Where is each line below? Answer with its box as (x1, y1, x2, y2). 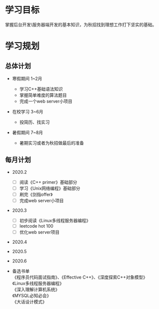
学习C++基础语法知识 (19, 86, 63, 92)
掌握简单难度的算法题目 (19, 92, 67, 98)
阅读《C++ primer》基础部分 (19, 179, 77, 185)
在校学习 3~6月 (12, 108, 44, 114)
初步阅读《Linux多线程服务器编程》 (19, 218, 91, 223)
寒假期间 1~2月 (12, 76, 43, 81)
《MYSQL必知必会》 (12, 293, 51, 299)
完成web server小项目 (19, 197, 64, 204)
